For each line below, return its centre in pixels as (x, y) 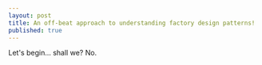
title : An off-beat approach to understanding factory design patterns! (132, 23)
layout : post (30, 15)
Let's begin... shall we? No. (53, 53)
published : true (35, 30)
